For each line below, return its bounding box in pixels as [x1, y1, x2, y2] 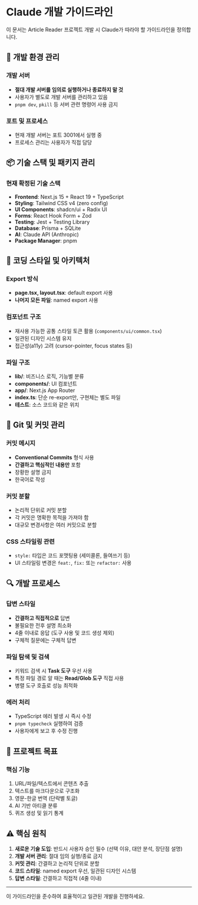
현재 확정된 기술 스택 [6, 179, 61, 187]
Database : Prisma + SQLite [14, 225, 81, 232]
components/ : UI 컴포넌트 [14, 380, 78, 387]
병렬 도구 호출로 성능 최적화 [14, 682, 78, 689]
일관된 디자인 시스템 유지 [14, 334, 72, 342]
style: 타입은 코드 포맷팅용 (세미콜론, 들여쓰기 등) [14, 552, 131, 559]
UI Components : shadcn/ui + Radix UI [14, 206, 107, 213]
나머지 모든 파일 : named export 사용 [14, 297, 98, 304]
